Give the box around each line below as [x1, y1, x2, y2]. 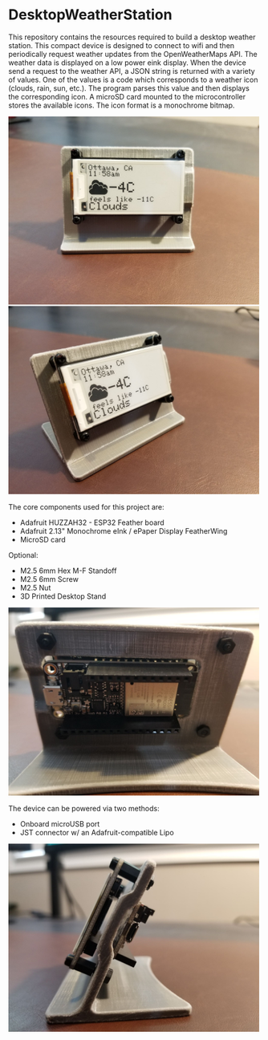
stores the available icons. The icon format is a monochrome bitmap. [8, 100, 235, 110]
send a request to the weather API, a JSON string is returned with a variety [8, 66, 255, 75]
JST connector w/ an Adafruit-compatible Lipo [19, 827, 174, 837]
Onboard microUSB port [19, 819, 100, 828]
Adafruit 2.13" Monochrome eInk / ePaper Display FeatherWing [19, 526, 228, 535]
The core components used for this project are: [8, 502, 164, 511]
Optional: [8, 550, 39, 559]
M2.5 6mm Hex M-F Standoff [19, 566, 117, 575]
